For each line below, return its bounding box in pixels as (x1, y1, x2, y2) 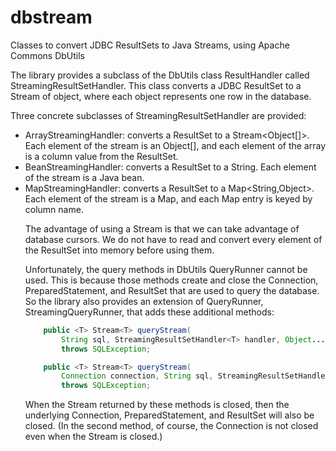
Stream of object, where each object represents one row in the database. (10, 90, 312, 102)
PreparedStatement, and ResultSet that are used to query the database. (24, 284, 320, 296)
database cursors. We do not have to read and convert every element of (24, 233, 323, 245)
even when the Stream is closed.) (24, 431, 163, 443)
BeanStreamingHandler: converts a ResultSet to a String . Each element (24, 161, 317, 173)
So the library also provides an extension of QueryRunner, (24, 295, 264, 307)
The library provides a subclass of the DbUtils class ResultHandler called (10, 69, 310, 81)
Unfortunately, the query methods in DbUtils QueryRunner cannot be (24, 263, 308, 275)
